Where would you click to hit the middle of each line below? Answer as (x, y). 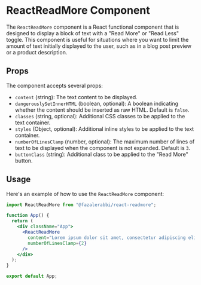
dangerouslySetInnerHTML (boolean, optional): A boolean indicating (96, 103)
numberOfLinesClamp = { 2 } (57, 243)
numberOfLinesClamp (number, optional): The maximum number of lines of (105, 142)
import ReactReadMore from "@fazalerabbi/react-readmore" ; (81, 205)
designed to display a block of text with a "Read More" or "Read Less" (93, 33)
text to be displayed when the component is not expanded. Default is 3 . (103, 148)
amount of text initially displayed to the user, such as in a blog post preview (99, 46)
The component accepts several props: (55, 85)
